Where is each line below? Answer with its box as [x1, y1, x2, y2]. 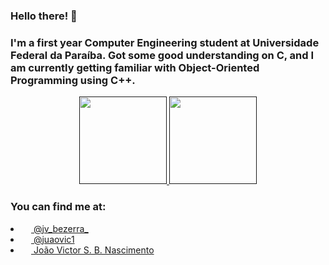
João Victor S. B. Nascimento [33, 244, 155, 256]
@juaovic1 [33, 233, 75, 245]
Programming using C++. [10, 73, 136, 87]
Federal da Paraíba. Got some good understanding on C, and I [10, 48, 315, 62]
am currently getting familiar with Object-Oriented [10, 60, 260, 74]
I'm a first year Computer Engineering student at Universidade [10, 35, 320, 49]
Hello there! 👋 [10, 9, 78, 23]
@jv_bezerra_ [33, 222, 89, 234]
